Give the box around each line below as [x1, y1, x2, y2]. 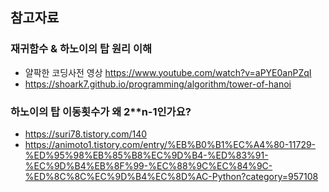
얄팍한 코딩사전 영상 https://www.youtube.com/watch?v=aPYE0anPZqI [24, 66, 312, 78]
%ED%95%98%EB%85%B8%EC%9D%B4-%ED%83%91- [24, 149, 269, 161]
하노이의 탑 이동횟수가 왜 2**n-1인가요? [10, 104, 192, 118]
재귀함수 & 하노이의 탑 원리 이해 [10, 42, 153, 56]
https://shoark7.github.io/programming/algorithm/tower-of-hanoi [24, 78, 292, 90]
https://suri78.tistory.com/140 [24, 128, 148, 140]
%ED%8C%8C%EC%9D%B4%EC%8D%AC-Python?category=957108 [24, 170, 319, 182]
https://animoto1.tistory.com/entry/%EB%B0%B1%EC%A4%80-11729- [24, 138, 317, 150]
